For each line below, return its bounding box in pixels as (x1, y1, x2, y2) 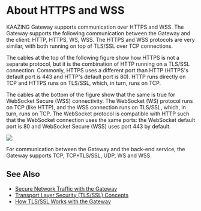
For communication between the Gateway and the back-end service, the (6, 145, 185, 152)
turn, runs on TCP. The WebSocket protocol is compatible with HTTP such (6, 110, 190, 117)
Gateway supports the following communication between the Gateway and (6, 29, 191, 36)
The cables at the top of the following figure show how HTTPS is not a (6, 54, 180, 61)
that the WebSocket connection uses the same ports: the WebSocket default (6, 116, 196, 123)
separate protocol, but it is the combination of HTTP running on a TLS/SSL (6, 60, 190, 68)
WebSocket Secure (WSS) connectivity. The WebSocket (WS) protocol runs (6, 97, 193, 105)
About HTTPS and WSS (6, 4, 125, 17)
